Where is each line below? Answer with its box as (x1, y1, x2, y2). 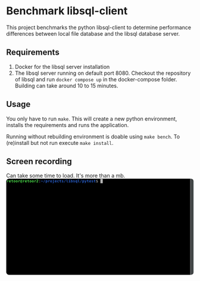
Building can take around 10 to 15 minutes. (14, 82, 118, 89)
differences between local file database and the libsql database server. (6, 30, 180, 37)
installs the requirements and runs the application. (6, 121, 129, 128)
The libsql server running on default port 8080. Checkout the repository (14, 70, 191, 77)
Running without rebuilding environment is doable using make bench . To (6, 132, 180, 140)
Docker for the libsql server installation (14, 63, 110, 70)
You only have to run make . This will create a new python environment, (6, 115, 177, 122)
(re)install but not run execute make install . (6, 139, 114, 146)
